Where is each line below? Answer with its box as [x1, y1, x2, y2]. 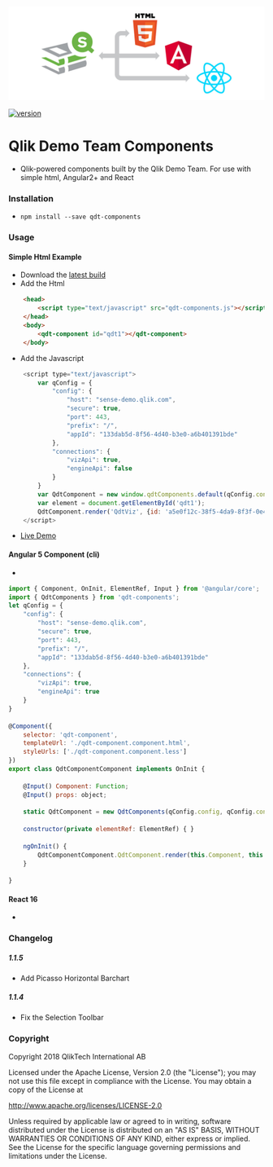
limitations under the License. [8, 1151, 107, 1160]
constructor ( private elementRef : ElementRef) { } [23, 826, 195, 834]
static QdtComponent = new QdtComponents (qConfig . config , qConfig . [23, 808, 256, 817]
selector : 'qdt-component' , [23, 730, 118, 739]
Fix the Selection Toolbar [19, 1013, 104, 1023]
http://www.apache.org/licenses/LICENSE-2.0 [8, 1100, 162, 1110]
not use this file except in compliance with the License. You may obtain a [8, 1076, 252, 1086]
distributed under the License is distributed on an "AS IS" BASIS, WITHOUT [8, 1125, 260, 1134]
